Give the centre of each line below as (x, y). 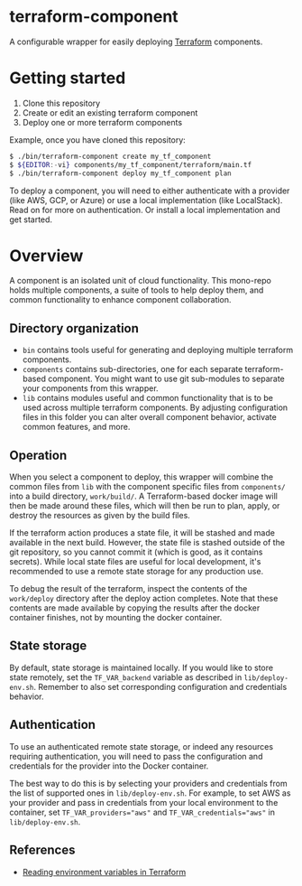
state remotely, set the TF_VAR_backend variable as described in (126, 677)
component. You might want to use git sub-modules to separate (167, 379)
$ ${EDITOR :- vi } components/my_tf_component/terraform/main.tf (131, 164)
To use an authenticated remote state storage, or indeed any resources (141, 746)
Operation (38, 455)
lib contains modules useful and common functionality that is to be (147, 398)
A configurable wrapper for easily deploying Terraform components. (136, 42)
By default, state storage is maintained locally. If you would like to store (141, 667)
